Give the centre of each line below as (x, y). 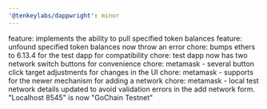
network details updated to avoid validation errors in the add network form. (132, 89)
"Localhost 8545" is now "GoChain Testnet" (81, 97)
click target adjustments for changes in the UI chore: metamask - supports (131, 72)
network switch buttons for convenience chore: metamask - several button (131, 64)
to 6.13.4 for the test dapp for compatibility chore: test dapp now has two (128, 55)
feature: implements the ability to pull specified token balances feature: (125, 38)
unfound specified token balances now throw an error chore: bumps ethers (132, 47)
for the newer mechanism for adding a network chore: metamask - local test (134, 80)
